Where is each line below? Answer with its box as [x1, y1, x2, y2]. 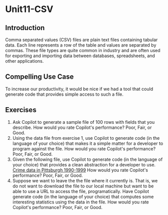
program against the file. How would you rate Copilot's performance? [12, 145, 156, 151]
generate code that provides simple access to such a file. [5, 91, 124, 97]
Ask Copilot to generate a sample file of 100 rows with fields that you [12, 119, 155, 125]
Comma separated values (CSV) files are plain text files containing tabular [5, 37, 158, 43]
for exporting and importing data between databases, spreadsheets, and [5, 53, 155, 59]
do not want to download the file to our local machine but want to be [12, 183, 154, 189]
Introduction [5, 24, 45, 32]
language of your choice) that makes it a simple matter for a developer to [12, 140, 163, 146]
